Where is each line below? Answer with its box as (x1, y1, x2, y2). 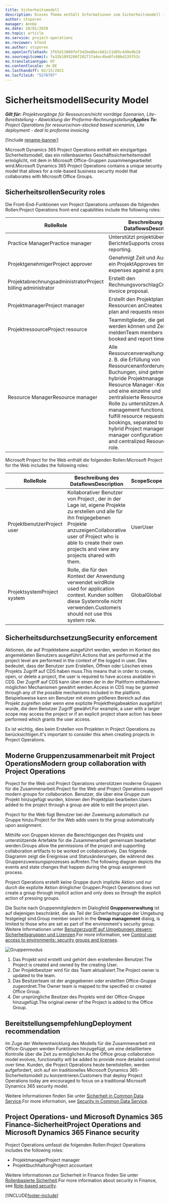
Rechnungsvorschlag (108, 281, 159, 288)
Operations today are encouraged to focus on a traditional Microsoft (5, 1078, 146, 1084)
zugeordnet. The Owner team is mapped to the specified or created (12, 983, 152, 989)
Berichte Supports (108, 239, 150, 246)
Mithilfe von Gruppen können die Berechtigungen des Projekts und (5, 832, 143, 838)
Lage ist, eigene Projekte (67, 501, 126, 508)
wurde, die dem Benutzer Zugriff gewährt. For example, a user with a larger (5, 706, 160, 712)
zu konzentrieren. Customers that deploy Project (43, 1072, 143, 1079)
